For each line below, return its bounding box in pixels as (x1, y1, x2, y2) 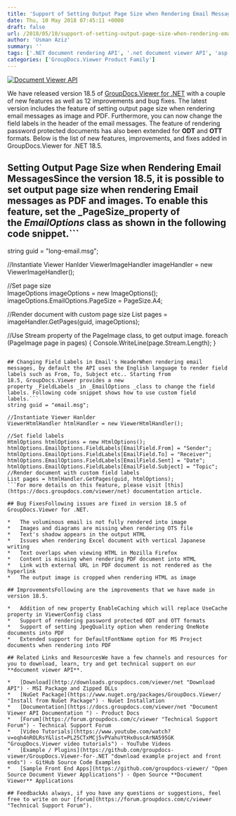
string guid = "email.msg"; (7, 401, 90, 408)
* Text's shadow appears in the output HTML (7, 531, 146, 538)
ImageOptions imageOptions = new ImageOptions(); (7, 289, 158, 297)
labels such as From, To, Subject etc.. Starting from (7, 370, 171, 377)
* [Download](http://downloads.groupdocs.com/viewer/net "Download (7, 679, 216, 686)
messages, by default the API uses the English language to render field (7, 364, 228, 372)
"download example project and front (111, 753, 221, 760)
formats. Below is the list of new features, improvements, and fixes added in (7, 134, 227, 142)
